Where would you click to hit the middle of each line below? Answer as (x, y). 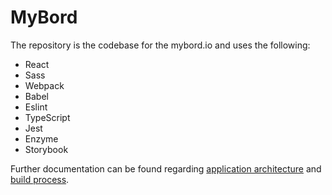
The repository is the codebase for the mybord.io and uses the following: (160, 45)
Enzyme (41, 138)
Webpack (44, 85)
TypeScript (47, 117)
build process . (40, 179)
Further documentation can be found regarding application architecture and (166, 168)
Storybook (46, 149)
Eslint (36, 107)
